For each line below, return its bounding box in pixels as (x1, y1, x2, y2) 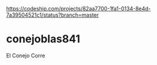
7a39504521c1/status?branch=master (6, 11, 99, 18)
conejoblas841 (6, 32, 81, 46)
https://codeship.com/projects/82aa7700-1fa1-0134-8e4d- (6, 5, 151, 12)
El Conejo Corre (6, 52, 45, 59)
